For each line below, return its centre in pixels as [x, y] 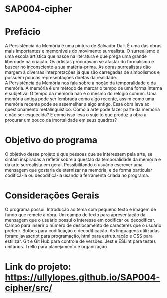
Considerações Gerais [52, 195]
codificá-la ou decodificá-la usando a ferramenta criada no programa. [77, 175]
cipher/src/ [29, 288]
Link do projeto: [38, 267]
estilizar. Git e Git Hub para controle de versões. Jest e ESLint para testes [81, 241]
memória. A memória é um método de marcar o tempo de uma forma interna [83, 88]
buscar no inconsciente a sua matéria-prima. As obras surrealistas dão [78, 67]
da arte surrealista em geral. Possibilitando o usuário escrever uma [74, 165]
